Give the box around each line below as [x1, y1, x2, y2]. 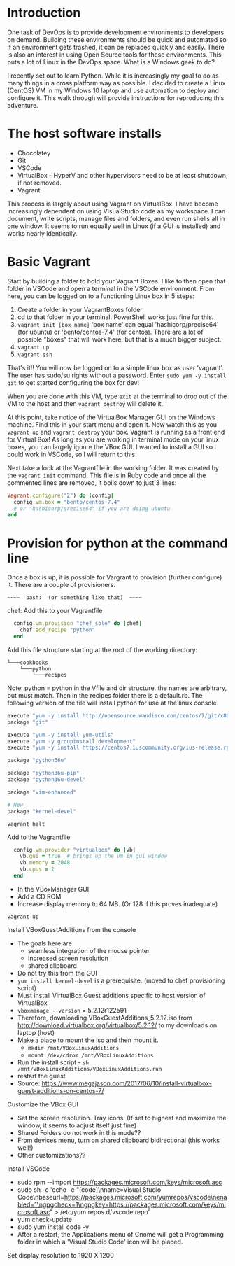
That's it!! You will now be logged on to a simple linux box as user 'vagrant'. [7, 363, 225, 372]
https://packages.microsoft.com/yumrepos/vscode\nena [64, 1193, 227, 1201]
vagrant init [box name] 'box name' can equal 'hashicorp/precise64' [17, 320, 219, 328]
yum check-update [17, 1215, 72, 1223]
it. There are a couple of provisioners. [7, 581, 115, 589]
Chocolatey [17, 148, 51, 157]
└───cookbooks [7, 659, 49, 666]
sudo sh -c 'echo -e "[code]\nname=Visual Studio [17, 1185, 162, 1194]
